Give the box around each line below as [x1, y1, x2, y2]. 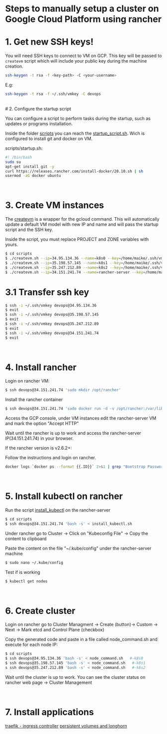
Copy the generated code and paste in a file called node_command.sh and [5, 637, 158, 643]
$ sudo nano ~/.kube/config [5, 560, 64, 565]
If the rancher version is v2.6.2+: [5, 445, 72, 451]
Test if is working [5, 569, 41, 575]
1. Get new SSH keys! [5, 36, 93, 48]
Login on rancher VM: [5, 378, 50, 384]
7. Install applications [5, 707, 94, 718]
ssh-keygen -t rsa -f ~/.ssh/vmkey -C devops [5, 91, 101, 96]
